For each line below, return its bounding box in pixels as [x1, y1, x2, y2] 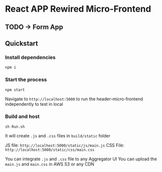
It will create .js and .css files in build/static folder [5, 133, 110, 138]
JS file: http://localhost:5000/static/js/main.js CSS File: [5, 142, 125, 148]
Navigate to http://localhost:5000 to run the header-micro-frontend [5, 96, 144, 102]
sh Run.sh [5, 124, 25, 129]
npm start [5, 87, 25, 92]
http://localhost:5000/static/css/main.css [5, 147, 95, 152]
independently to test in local [5, 101, 63, 107]
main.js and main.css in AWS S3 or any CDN [5, 161, 94, 167]
